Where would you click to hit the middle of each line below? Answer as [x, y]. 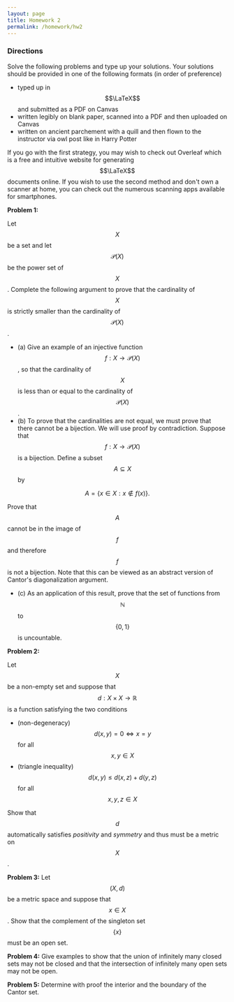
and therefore [27, 550]
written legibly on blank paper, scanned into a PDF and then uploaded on [122, 117]
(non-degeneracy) [44, 723]
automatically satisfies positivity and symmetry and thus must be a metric [113, 834]
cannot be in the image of [44, 529]
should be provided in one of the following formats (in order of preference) [115, 73]
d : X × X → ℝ [117, 698]
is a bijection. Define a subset [60, 457]
